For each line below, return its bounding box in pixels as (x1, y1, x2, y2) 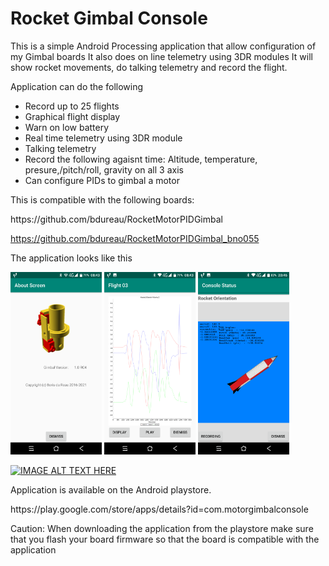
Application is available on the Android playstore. (10, 484, 212, 496)
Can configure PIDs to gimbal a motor (24, 174, 180, 186)
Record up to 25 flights (24, 100, 120, 112)
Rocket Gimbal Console (10, 7, 208, 30)
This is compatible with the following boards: (10, 193, 195, 206)
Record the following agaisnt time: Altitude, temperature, (24, 153, 258, 165)
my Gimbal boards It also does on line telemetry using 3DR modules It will (10, 50, 313, 62)
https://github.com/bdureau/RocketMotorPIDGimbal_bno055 (10, 232, 260, 244)
